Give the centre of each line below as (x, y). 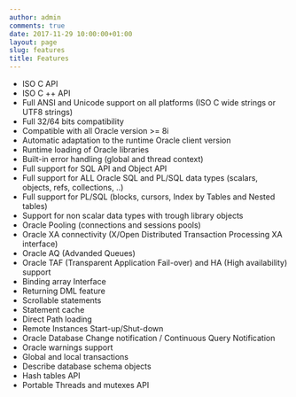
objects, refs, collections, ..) (73, 187)
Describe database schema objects (87, 366)
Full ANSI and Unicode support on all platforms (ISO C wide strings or (149, 102)
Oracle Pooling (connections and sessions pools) (111, 225)
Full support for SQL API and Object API (94, 168)
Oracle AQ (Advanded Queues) (78, 253)
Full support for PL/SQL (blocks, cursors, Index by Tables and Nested (148, 197)
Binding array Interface (64, 281)
